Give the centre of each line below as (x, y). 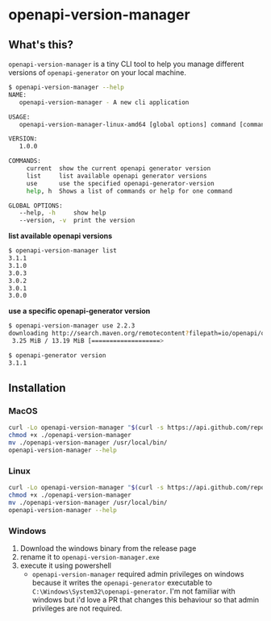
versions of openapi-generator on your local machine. (98, 73)
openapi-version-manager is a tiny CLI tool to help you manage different (126, 64)
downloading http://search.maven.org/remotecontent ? (99, 333)
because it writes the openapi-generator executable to (122, 582)
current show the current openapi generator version (119, 169)
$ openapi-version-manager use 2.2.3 (72, 326)
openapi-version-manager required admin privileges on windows (138, 573)
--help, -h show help (63, 213)
